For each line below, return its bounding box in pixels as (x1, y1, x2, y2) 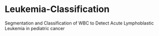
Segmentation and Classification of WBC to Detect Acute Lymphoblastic (5, 20, 154, 26)
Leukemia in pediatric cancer (5, 25, 65, 31)
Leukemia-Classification (5, 3, 110, 15)
